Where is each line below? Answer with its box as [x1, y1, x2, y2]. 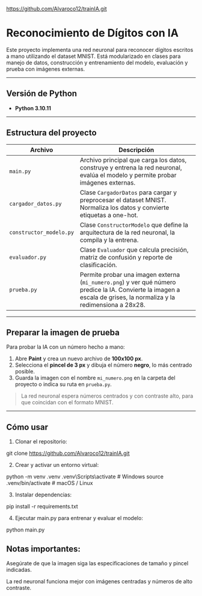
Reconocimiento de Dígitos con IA [6, 27, 179, 40]
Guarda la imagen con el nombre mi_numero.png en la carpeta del [14, 374, 176, 382]
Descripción [118, 145, 155, 154]
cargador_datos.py [9, 200, 62, 207]
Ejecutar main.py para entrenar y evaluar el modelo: [14, 515, 143, 522]
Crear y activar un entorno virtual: [14, 461, 99, 469]
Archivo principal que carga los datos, [79, 156, 187, 164]
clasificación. [79, 261, 117, 269]
